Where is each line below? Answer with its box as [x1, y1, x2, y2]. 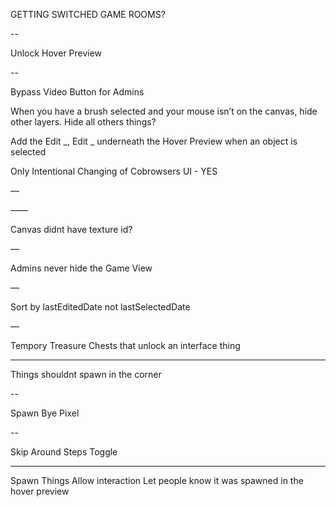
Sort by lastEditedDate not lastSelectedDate [10, 301, 191, 313]
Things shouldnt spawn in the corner [10, 369, 162, 380]
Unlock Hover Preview [10, 47, 103, 59]
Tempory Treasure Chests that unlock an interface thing [10, 340, 241, 351]
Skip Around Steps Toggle [10, 446, 118, 458]
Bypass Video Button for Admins [10, 86, 145, 98]
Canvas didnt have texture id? [10, 224, 133, 235]
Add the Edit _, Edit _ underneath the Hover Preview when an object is [10, 135, 298, 147]
